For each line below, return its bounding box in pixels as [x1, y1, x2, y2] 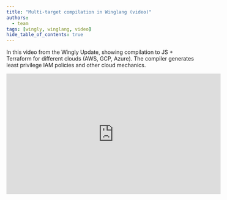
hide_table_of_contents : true [6, 32, 84, 38]
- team [12, 20, 29, 26]
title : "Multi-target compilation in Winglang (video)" [6, 9, 152, 15]
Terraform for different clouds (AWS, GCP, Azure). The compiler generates [6, 55, 195, 62]
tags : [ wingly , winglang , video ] [6, 26, 92, 32]
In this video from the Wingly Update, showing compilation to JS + [6, 48, 173, 56]
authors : [6, 15, 29, 21]
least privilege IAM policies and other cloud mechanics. [6, 62, 146, 69]
